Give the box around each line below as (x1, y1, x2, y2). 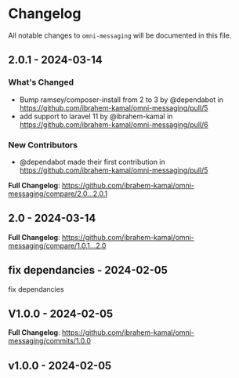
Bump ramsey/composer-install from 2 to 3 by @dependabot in (19, 95, 224, 104)
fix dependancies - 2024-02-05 (8, 264, 168, 277)
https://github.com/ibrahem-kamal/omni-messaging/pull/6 (19, 119, 209, 129)
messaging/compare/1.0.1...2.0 (8, 241, 107, 250)
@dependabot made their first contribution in (19, 157, 166, 166)
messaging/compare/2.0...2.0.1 (8, 189, 108, 198)
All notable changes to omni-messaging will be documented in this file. (8, 31, 232, 40)
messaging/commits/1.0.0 (8, 336, 92, 346)
